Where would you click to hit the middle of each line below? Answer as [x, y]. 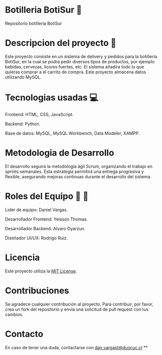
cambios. [14, 314]
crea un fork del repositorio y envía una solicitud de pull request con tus [77, 309]
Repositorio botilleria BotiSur [33, 23]
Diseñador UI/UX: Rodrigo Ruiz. [36, 238]
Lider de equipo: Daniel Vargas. [36, 210]
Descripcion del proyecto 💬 [61, 43]
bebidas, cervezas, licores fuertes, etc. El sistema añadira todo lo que [75, 67]
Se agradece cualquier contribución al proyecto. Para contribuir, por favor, [79, 304]
